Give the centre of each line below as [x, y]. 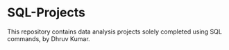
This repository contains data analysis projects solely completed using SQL [114, 32]
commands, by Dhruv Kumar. [49, 38]
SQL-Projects [46, 13]
